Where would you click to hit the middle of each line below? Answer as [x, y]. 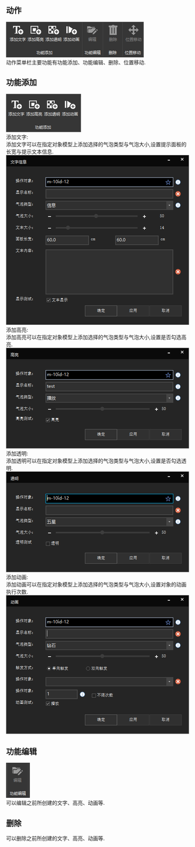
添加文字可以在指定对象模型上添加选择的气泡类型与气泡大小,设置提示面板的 [96, 144]
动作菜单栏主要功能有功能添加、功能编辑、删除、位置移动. [76, 62]
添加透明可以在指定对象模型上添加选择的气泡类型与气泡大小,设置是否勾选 [94, 461]
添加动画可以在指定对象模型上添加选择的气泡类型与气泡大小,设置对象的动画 [96, 584]
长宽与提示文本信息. [30, 152]
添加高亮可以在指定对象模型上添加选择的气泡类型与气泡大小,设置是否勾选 [94, 337]
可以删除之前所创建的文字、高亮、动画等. [55, 838]
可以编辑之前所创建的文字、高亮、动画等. [55, 803]
